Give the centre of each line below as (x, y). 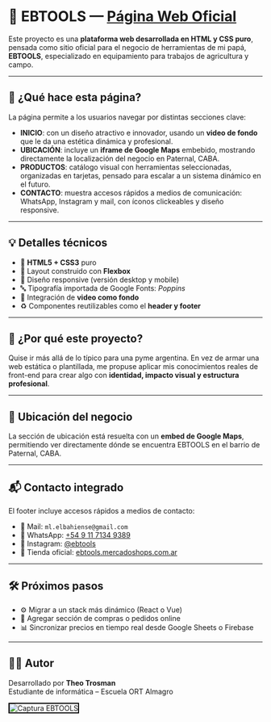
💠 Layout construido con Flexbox (75, 271)
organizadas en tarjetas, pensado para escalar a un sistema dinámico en (140, 175)
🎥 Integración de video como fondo (79, 297)
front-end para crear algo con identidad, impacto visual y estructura (124, 376)
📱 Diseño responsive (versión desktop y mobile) (100, 279)
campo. (21, 65)
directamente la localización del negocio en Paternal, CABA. (120, 158)
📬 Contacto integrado (66, 487)
